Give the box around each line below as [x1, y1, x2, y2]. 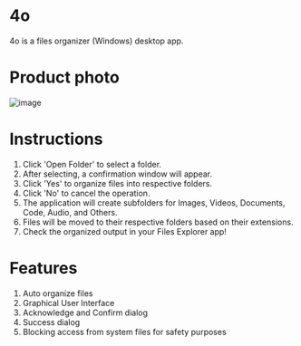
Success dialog [22, 316, 81, 327]
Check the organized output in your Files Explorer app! [22, 226, 227, 236]
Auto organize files [22, 287, 93, 299]
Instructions [9, 129, 103, 149]
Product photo [9, 67, 120, 88]
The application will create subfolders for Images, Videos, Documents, [22, 197, 286, 208]
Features [9, 258, 78, 278]
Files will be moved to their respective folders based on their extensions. [22, 216, 294, 227]
